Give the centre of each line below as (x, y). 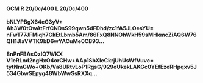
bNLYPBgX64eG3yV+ (34, 22)
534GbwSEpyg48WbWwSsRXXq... (52, 73)
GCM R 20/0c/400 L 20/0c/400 (47, 8)
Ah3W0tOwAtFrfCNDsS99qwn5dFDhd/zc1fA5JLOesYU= (80, 28)
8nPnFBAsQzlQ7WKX (34, 54)
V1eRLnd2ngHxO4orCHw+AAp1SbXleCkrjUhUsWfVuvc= (80, 61)
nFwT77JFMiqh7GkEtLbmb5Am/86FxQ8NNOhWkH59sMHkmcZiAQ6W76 (101, 35)
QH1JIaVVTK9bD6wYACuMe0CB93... (55, 41)
